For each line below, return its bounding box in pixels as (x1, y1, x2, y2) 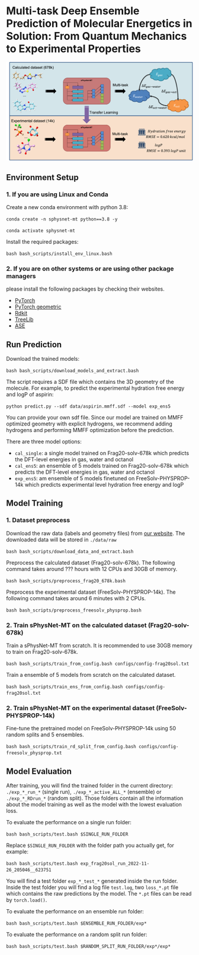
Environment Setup (6, 172, 79, 182)
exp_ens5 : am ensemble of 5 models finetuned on (14, 475, 135, 482)
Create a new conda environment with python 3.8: (6, 203, 129, 210)
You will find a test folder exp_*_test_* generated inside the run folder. (6, 878, 178, 885)
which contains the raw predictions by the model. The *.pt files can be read (6, 890, 192, 897)
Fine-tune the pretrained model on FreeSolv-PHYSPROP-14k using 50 (6, 725, 176, 732)
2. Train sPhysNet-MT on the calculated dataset (6, 621, 147, 629)
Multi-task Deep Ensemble (6, 4, 140, 18)
